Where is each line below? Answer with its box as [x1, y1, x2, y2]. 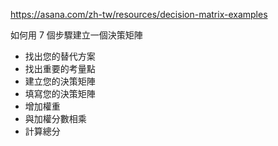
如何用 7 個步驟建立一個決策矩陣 [10, 29, 143, 41]
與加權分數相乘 [24, 113, 87, 124]
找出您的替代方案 [24, 50, 96, 62]
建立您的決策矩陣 [24, 75, 96, 87]
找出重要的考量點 [24, 63, 96, 74]
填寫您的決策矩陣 [24, 88, 96, 99]
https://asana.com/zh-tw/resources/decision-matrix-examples [10, 9, 268, 20]
